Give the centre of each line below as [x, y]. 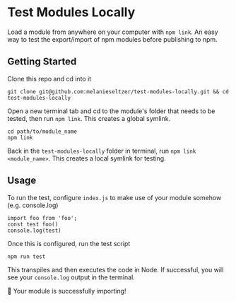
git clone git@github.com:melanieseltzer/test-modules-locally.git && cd [118, 92]
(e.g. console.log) [33, 205]
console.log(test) [34, 231]
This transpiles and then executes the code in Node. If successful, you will [116, 269]
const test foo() [33, 224]
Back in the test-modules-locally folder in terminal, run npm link [102, 151]
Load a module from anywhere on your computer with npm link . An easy [113, 32]
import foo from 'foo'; [42, 218]
